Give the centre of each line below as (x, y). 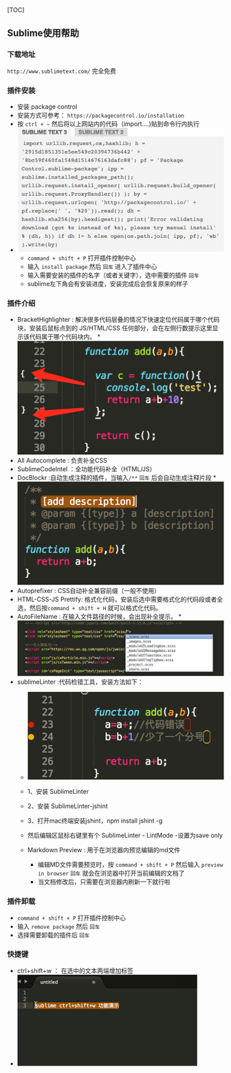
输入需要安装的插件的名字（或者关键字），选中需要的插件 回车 (113, 275)
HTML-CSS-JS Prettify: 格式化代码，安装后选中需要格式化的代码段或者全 (120, 599)
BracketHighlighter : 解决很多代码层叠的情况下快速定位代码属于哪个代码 (118, 320)
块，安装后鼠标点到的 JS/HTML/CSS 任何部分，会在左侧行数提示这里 (114, 328)
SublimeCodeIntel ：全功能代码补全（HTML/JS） (86, 469)
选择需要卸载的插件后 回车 (53, 935)
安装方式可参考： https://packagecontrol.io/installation (100, 115)
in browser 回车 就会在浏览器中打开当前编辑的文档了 (111, 874)
